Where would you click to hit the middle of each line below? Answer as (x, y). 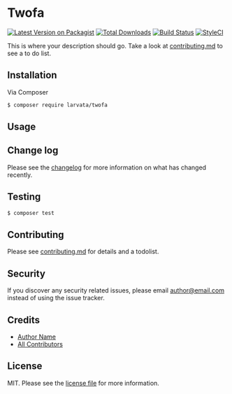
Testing (24, 197)
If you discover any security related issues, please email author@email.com (116, 290)
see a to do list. (29, 53)
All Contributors (40, 344)
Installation (32, 75)
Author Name (37, 337)
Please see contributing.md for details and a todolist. (83, 252)
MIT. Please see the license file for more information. (83, 383)
